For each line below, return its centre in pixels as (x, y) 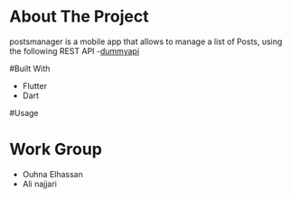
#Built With (30, 68)
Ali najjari (39, 184)
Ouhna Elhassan (52, 174)
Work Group (56, 149)
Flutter (35, 85)
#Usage (24, 112)
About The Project (79, 17)
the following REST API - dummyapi (75, 50)
